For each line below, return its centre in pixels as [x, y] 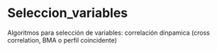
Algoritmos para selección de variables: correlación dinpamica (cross [109, 33]
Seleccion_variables [68, 13]
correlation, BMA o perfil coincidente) [62, 40]
